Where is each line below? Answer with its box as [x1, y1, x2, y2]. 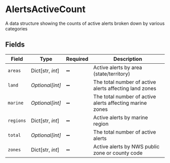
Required [66, 55, 89, 62]
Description [113, 55, 143, 62]
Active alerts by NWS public [93, 143, 160, 150]
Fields [5, 40, 25, 49]
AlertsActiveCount [5, 4, 86, 15]
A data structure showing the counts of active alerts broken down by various [5, 20, 165, 26]
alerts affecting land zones [93, 85, 157, 92]
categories [5, 25, 28, 31]
